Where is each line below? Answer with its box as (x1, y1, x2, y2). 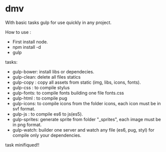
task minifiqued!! (5, 142, 40, 148)
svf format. (12, 106, 35, 112)
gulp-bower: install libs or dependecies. (12, 68, 94, 75)
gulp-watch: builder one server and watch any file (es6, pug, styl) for (12, 127, 154, 133)
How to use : (5, 29, 31, 35)
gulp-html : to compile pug (12, 95, 67, 101)
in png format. (12, 122, 42, 128)
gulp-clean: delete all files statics (12, 74, 81, 80)
